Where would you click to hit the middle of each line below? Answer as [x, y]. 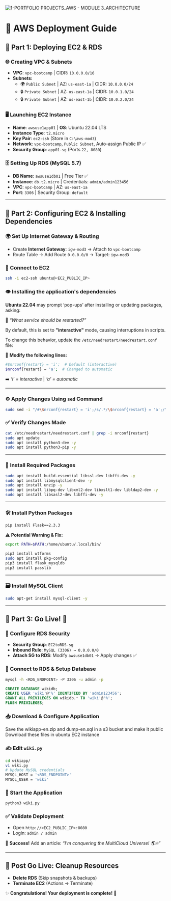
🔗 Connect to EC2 [27, 268]
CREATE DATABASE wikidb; [32, 689]
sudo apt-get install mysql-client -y [46, 598]
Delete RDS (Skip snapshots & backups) [55, 878]
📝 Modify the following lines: [36, 355]
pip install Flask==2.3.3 [33, 525]
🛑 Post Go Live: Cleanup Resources [62, 866]
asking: [13, 310]
